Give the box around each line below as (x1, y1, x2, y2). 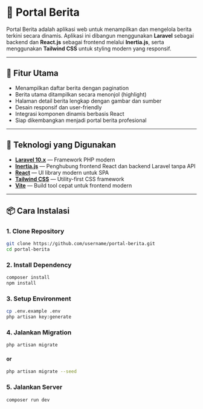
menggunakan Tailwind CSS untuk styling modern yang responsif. (6, 45, 172, 52)
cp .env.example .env (6, 308, 61, 314)
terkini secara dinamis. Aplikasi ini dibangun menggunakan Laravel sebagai (6, 32, 195, 39)
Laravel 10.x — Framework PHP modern (14, 156, 115, 163)
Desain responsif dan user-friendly (14, 103, 102, 111)
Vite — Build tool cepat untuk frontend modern (14, 181, 132, 189)
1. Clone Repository (6, 227, 65, 235)
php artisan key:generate (6, 314, 71, 320)
